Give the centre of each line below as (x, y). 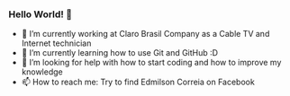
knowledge (42, 72)
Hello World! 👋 (41, 14)
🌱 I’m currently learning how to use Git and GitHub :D (119, 53)
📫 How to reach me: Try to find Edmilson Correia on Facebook (138, 82)
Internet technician (56, 43)
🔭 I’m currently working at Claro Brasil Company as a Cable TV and (145, 34)
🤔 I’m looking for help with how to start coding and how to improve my (151, 63)
